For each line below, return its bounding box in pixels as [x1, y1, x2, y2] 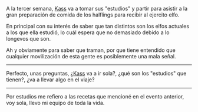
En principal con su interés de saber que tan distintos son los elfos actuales [6, 23, 190, 29]
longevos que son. [6, 35, 51, 42]
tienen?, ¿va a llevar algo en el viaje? [6, 76, 95, 83]
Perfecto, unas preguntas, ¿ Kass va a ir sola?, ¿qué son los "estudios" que [6, 70, 187, 77]
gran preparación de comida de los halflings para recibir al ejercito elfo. [6, 11, 180, 18]
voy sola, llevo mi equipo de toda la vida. [6, 100, 105, 106]
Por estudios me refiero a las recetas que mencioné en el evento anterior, [6, 93, 184, 100]
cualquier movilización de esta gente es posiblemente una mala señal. [6, 53, 176, 60]
